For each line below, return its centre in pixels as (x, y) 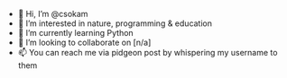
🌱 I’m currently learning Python (75, 33)
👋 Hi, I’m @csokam (53, 14)
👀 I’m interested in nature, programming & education (115, 23)
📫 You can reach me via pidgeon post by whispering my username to (148, 52)
